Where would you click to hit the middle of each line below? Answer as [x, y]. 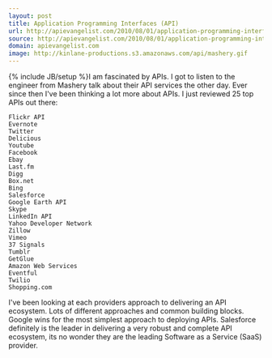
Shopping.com [30, 288]
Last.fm [21, 167]
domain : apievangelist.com [54, 46]
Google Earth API [38, 202]
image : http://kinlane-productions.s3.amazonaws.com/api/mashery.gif [128, 53]
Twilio [19, 280]
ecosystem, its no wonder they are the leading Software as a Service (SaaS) [135, 337]
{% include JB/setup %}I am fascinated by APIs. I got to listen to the [122, 77]
